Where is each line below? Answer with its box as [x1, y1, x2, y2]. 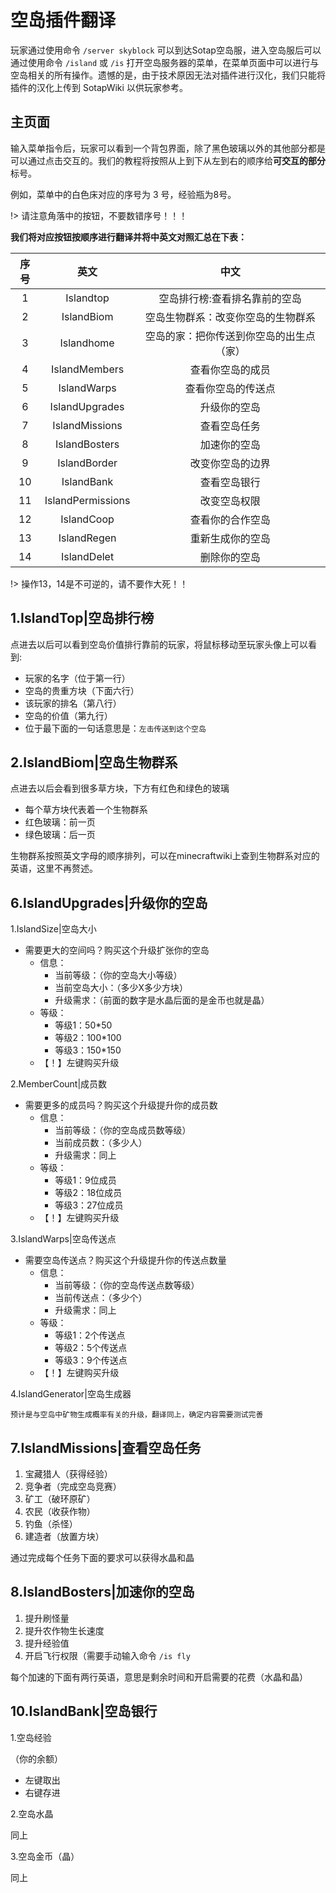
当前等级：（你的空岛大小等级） [54, 969, 183, 981]
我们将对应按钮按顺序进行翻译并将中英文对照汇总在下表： [10, 231, 247, 243]
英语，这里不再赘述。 [10, 862, 98, 875]
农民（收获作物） [24, 1506, 96, 1517]
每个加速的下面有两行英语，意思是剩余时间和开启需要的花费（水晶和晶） [10, 1671, 308, 1683]
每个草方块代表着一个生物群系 [24, 804, 148, 816]
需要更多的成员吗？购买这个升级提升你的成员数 [24, 1099, 218, 1111]
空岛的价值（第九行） [24, 709, 113, 721]
